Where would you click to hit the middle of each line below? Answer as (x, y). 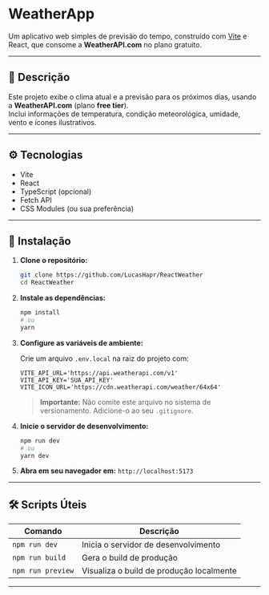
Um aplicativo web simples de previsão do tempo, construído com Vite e (128, 36)
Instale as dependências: (62, 298)
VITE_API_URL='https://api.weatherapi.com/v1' (99, 373)
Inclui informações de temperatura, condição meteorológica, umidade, (124, 114)
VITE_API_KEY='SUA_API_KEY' (66, 380)
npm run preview (43, 571)
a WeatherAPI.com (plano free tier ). (68, 105)
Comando (43, 532)
